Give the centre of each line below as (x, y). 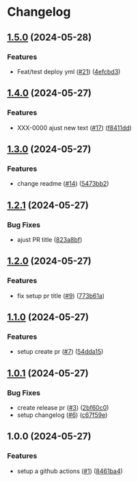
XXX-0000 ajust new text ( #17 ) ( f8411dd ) (74, 128)
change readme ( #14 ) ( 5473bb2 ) (63, 184)
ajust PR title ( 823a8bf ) (50, 239)
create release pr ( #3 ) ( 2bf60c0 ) (63, 408)
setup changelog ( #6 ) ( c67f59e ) (62, 415)
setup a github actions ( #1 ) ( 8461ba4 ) (70, 471)
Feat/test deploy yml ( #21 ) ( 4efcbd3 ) (69, 71)
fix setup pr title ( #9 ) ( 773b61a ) (60, 296)
